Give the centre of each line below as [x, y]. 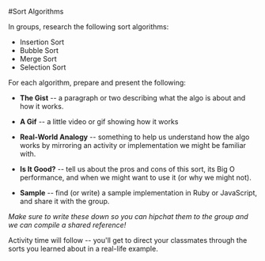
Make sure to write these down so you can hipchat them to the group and [129, 216]
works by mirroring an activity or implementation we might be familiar [133, 145]
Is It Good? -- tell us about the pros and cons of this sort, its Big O [127, 169]
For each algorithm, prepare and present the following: [97, 83]
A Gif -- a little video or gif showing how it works [99, 121]
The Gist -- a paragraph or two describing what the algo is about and [132, 98]
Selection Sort [43, 67]
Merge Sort [38, 59]
